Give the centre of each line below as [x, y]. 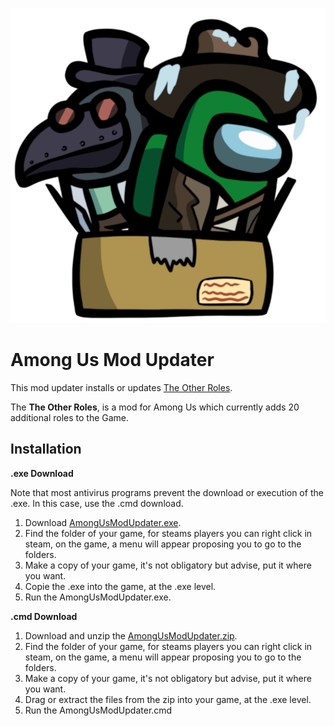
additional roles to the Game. [70, 417]
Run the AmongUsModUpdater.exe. [98, 597]
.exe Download [42, 473]
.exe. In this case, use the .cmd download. [97, 503]
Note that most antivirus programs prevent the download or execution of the [167, 492]
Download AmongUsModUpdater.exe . [103, 522]
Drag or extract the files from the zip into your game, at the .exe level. [168, 699]
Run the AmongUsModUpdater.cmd [98, 710]
